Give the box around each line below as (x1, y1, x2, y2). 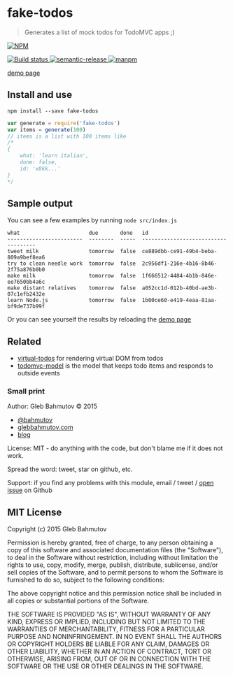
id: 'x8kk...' (20, 165, 61, 172)
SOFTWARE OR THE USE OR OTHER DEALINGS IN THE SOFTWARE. (7, 662, 204, 670)
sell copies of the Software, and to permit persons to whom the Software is (7, 568, 224, 577)
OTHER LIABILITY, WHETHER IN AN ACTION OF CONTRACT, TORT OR (7, 647, 211, 656)
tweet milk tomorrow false (7, 248, 136, 255)
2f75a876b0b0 (7, 266, 45, 273)
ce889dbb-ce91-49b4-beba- (141, 248, 218, 255)
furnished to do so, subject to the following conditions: (7, 575, 164, 584)
